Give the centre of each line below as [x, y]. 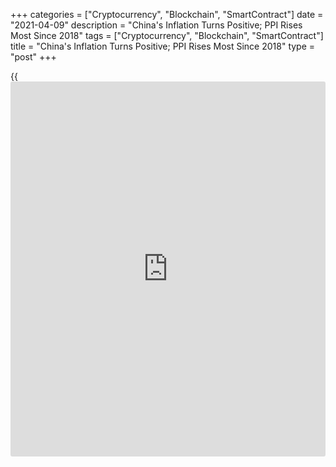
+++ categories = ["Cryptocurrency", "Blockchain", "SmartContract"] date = [167, 14]
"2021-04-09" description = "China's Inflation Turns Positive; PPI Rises [156, 25]
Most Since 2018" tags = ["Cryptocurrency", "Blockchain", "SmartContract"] [167, 35]
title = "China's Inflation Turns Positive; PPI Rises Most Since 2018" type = [163, 46]
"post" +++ [33, 57]
